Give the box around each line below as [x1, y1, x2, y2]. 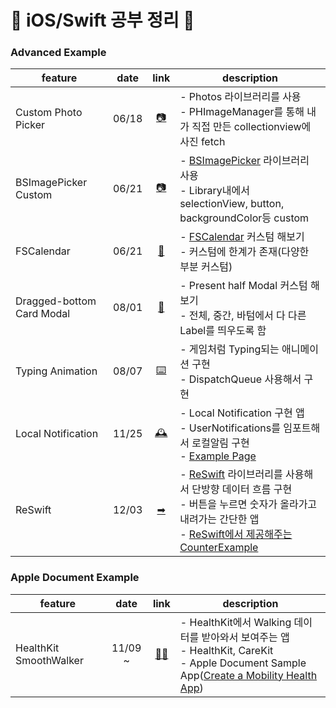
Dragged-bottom [15, 294, 97, 308]
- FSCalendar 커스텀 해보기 [179, 230, 305, 244]
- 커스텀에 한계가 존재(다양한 [179, 245, 310, 259]
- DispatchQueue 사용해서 [179, 372, 302, 386]
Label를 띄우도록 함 [179, 324, 267, 338]
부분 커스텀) [179, 260, 233, 274]
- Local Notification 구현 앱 [179, 406, 305, 420]
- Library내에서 [179, 184, 250, 198]
